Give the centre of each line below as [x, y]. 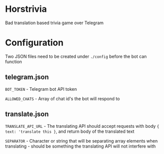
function [14, 61]
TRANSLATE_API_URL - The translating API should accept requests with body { [82, 126]
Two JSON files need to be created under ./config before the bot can [76, 56]
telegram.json [27, 77]
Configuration [34, 43]
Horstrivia [26, 9]
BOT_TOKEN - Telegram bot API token [41, 89]
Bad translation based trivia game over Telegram [54, 23]
